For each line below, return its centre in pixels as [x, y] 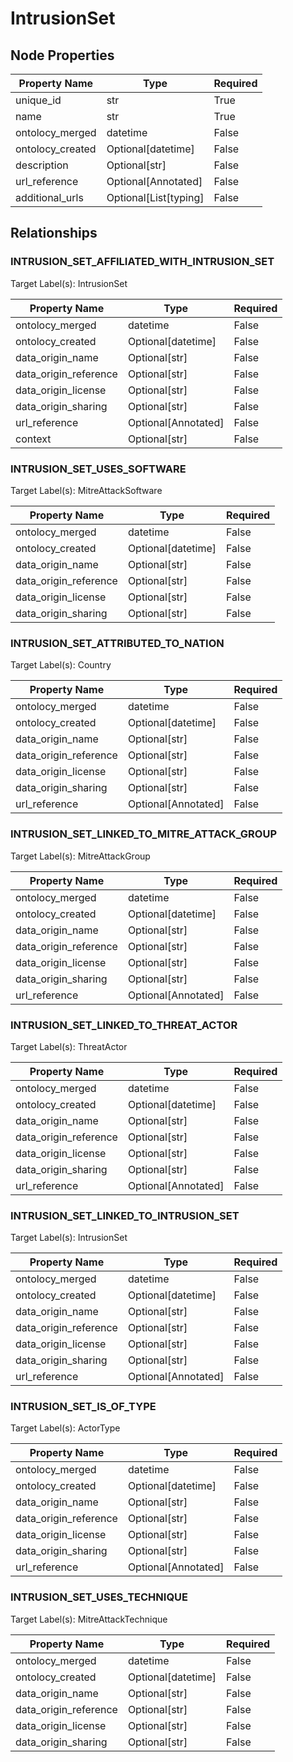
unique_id [38, 100]
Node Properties [62, 55]
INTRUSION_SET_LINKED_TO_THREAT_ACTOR [124, 1025]
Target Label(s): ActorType [65, 1428]
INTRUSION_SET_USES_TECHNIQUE [99, 1597]
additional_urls [49, 197]
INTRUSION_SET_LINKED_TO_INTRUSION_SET [125, 1215]
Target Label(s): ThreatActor [69, 1046]
